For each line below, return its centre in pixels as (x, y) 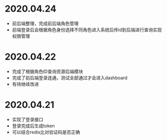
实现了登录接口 (27, 119)
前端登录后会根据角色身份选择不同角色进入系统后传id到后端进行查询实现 (87, 30)
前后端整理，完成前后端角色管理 (45, 23)
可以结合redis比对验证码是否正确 (46, 132)
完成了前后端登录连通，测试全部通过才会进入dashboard (70, 78)
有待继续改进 (25, 84)
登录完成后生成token (33, 126)
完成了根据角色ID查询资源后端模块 (47, 71)
